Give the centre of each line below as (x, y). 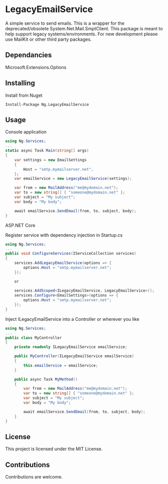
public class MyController (34, 338)
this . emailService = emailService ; (61, 365)
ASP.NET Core (20, 225)
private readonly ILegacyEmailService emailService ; (71, 347)
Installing (20, 83)
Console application (26, 132)
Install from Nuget (24, 95)
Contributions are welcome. (34, 477)
